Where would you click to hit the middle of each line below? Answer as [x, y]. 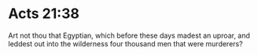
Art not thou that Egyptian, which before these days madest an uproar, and [129, 35]
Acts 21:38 [44, 14]
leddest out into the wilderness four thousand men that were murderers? [125, 43]
